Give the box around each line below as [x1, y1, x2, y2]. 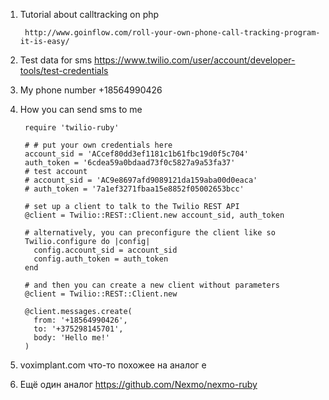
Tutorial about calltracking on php [19, 9, 160, 20]
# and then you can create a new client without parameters [24, 280, 281, 290]
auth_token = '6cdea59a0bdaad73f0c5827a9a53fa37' [24, 158, 236, 168]
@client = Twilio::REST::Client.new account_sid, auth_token [24, 210, 285, 220]
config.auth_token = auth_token [33, 254, 169, 264]
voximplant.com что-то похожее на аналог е [19, 359, 207, 371]
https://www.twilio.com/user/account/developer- [94, 54, 296, 66]
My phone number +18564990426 [19, 84, 163, 96]
